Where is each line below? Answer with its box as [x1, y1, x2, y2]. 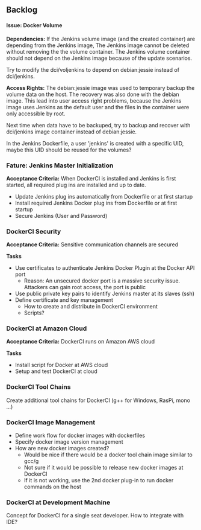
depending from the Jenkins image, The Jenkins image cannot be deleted [6, 42, 190, 49]
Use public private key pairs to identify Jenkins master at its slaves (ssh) [14, 290, 194, 298]
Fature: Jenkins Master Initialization [6, 161, 114, 170]
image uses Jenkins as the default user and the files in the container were [6, 103, 190, 110]
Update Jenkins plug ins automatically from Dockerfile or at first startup [14, 193, 193, 200]
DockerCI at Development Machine [6, 498, 110, 506]
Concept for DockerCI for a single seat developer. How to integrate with [6, 512, 184, 519]
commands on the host [23, 483, 81, 491]
